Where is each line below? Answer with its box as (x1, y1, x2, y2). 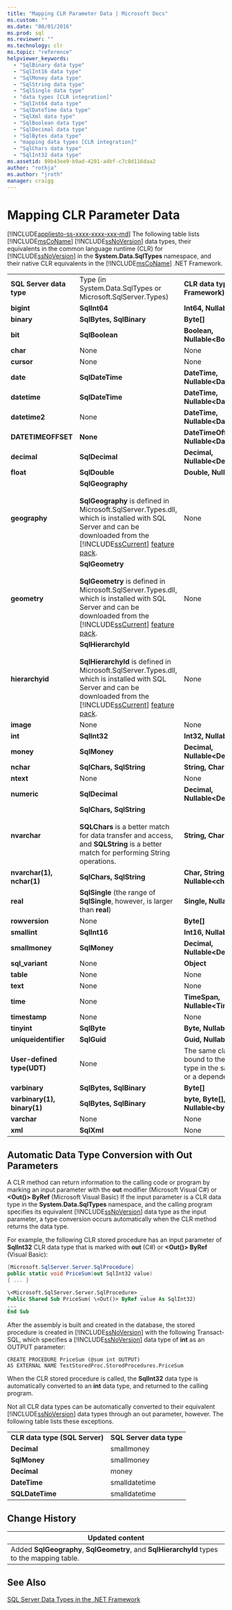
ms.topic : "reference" (7, 49, 72, 56)
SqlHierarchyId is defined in (79, 657, 171, 667)
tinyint (10, 1024, 32, 1033)
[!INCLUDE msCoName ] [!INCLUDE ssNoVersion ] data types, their (7, 237, 192, 246)
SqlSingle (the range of (79, 888, 156, 898)
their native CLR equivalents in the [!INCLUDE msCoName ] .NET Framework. (7, 259, 223, 268)
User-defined (10, 1055, 57, 1064)
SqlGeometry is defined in (79, 577, 166, 586)
